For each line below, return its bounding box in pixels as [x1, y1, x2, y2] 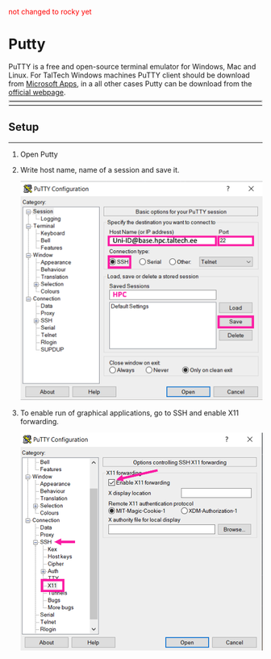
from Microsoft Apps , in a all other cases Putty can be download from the [8, 78, 252, 88]
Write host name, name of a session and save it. [19, 165, 180, 174]
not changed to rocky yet [8, 7, 92, 16]
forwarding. [19, 417, 59, 427]
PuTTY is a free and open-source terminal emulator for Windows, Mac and [8, 61, 256, 71]
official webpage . [8, 87, 66, 97]
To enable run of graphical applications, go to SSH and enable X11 [19, 408, 240, 418]
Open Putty [19, 149, 58, 159]
